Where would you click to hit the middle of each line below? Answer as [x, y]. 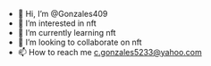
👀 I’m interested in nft [57, 23]
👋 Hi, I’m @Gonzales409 [63, 14]
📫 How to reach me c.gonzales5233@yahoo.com [110, 52]
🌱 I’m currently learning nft [67, 33]
